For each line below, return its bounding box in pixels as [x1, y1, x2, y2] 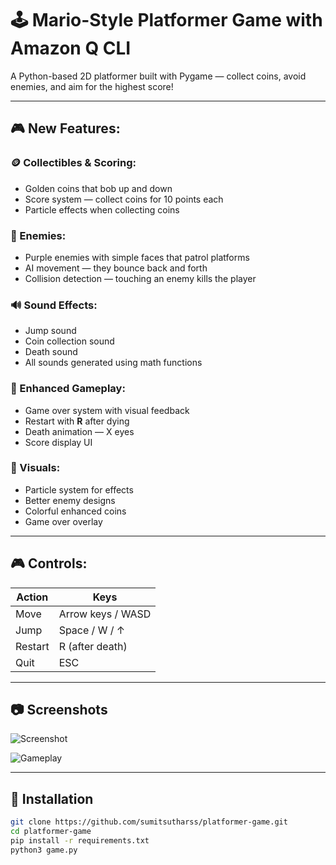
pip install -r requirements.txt [10, 836, 150, 846]
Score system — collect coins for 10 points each [24, 193, 224, 205]
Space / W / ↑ [58, 623, 126, 637]
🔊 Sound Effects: [10, 298, 98, 312]
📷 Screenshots [10, 702, 108, 719]
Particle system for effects [24, 483, 134, 496]
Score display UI [24, 436, 93, 448]
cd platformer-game [10, 827, 92, 837]
